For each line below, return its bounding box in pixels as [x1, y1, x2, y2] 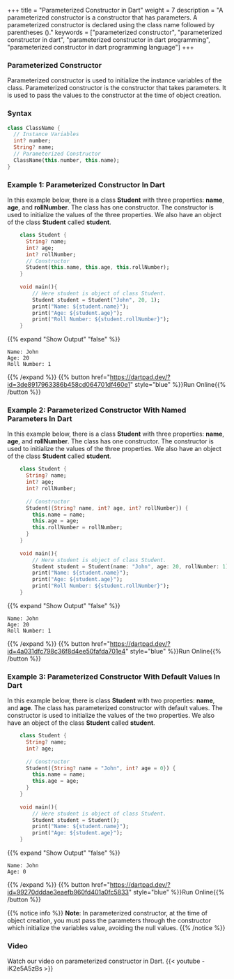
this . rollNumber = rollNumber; [32, 524, 123, 531]
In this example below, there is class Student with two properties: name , [7, 696, 215, 705]
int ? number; [13, 138, 52, 145]
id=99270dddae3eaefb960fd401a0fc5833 [7, 888, 129, 897]
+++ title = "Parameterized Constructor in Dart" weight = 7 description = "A [7, 6, 224, 14]
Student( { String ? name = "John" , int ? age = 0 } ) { [25, 765, 176, 772]
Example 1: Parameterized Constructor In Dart [7, 179, 166, 189]
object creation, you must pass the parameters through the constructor [7, 916, 211, 925]
